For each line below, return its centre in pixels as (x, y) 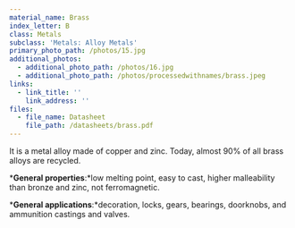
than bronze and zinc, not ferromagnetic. (85, 187)
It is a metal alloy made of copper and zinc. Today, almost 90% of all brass (147, 151)
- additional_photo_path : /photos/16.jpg (96, 68)
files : (21, 109)
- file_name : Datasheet (61, 117)
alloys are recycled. (45, 160)
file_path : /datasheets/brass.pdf (89, 126)
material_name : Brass (50, 17)
